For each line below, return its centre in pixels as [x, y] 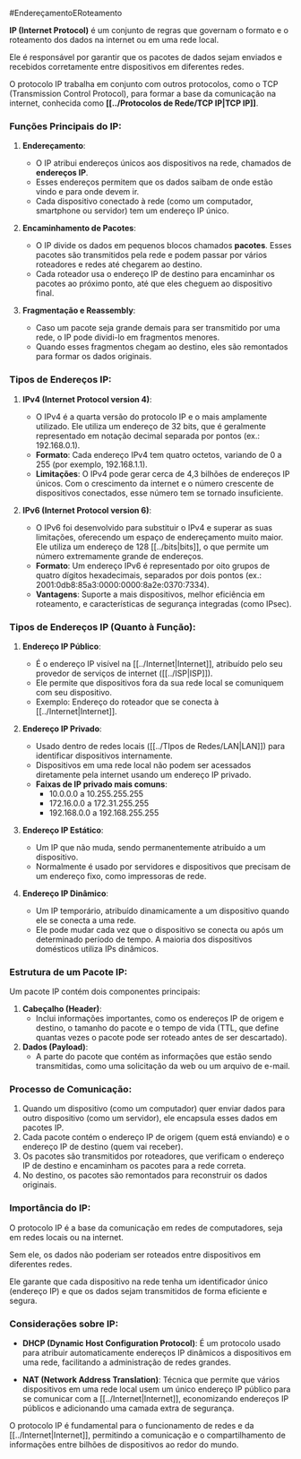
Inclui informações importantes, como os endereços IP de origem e [160, 1019]
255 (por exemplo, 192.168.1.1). [91, 464]
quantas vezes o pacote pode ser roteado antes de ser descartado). [161, 1038]
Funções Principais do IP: [66, 126]
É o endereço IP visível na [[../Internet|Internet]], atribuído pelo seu [159, 663]
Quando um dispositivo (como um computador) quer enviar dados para [154, 1109]
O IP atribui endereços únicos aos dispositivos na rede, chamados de [163, 163]
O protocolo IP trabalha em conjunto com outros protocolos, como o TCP [144, 84]
